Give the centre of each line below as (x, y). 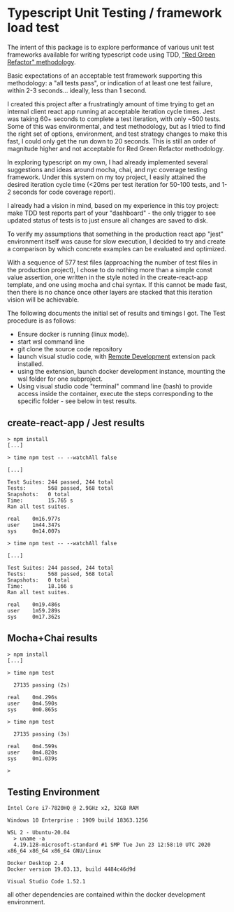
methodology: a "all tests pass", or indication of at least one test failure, (110, 83)
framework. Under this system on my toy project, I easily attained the (107, 177)
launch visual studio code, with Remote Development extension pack (116, 356)
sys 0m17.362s (34, 617)
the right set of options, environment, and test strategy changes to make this (117, 134)
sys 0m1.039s (32, 758)
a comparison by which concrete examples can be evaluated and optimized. (117, 248)
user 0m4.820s (32, 752)
